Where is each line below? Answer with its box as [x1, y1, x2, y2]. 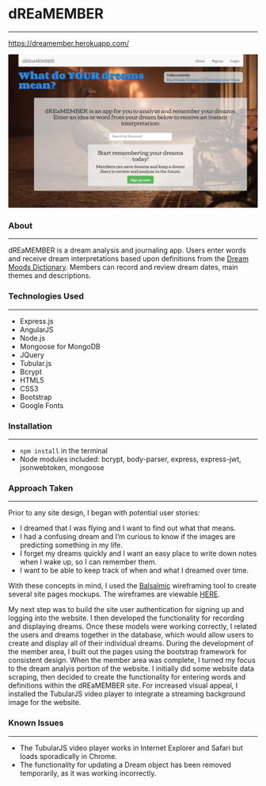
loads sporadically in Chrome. [19, 751, 117, 761]
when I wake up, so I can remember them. [19, 557, 157, 567]
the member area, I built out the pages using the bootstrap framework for [8, 647, 247, 657]
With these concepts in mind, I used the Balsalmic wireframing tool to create [8, 581, 257, 591]
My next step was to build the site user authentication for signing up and [8, 605, 245, 615]
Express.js [19, 316, 54, 326]
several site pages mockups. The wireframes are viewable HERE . [8, 589, 220, 599]
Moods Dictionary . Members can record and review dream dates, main [8, 263, 239, 272]
